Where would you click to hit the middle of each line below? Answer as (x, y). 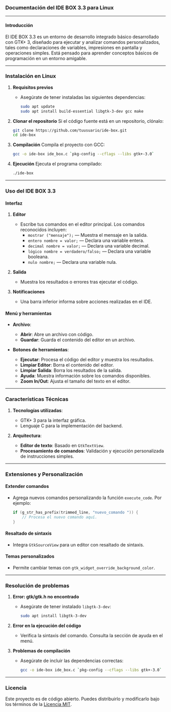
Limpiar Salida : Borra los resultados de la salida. (71, 370)
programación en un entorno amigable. (46, 58)
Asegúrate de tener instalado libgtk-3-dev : (65, 607)
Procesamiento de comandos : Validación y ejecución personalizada (92, 451)
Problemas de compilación (41, 651)
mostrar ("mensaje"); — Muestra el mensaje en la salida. (88, 235)
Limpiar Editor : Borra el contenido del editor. (67, 365)
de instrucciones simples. (47, 456)
